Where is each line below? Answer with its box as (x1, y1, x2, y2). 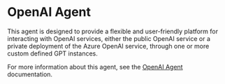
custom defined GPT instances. (7, 49, 98, 58)
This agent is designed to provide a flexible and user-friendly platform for (7, 27, 219, 35)
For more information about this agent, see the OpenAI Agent (7, 62, 183, 71)
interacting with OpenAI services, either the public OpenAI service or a (7, 34, 211, 42)
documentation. (7, 70, 53, 78)
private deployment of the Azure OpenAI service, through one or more (7, 42, 210, 50)
